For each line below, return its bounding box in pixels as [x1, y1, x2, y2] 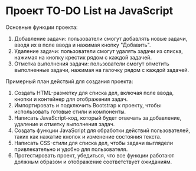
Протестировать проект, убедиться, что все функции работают [14, 152, 175, 159]
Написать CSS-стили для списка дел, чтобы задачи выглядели [14, 139, 174, 146]
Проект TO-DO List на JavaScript [5, 4, 174, 18]
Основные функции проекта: [5, 24, 78, 31]
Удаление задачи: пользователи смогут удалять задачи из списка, [14, 47, 184, 54]
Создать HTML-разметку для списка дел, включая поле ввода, [14, 89, 174, 96]
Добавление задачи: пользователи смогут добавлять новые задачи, [14, 35, 188, 42]
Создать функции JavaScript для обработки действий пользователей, [14, 127, 190, 134]
